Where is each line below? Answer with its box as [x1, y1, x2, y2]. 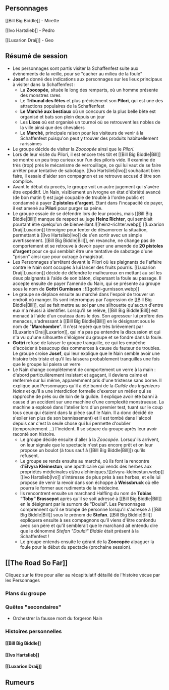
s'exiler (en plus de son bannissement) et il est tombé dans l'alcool [12, 415, 151, 421]
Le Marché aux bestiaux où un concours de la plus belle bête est [20, 108, 156, 114]
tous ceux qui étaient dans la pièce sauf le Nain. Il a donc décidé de [12, 410, 153, 416]
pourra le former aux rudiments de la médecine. [20, 484, 120, 491]
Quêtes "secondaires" [5, 603, 62, 611]
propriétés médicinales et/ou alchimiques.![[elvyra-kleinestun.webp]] [20, 468, 164, 475]
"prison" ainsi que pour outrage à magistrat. [12, 253, 104, 260]
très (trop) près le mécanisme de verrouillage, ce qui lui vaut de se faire [12, 162, 161, 168]
